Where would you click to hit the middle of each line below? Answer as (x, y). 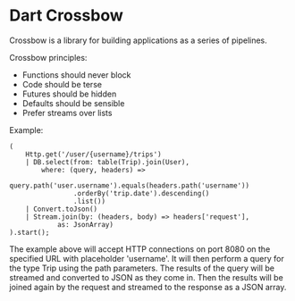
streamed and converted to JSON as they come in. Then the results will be (146, 277)
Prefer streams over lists (67, 113)
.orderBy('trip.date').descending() (141, 193)
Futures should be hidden (69, 94)
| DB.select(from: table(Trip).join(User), (108, 162)
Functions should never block (76, 75)
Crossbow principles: (48, 57)
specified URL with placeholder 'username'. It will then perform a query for (147, 258)
